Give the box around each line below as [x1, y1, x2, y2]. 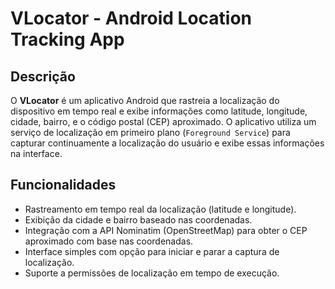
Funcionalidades [10, 177, 117, 194]
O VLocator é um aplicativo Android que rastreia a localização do [10, 95, 280, 106]
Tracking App [10, 28, 125, 51]
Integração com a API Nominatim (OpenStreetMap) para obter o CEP [24, 224, 308, 236]
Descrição [10, 68, 76, 85]
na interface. [10, 148, 63, 159]
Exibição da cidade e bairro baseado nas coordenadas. [24, 213, 253, 226]
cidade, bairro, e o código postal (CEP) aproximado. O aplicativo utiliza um [10, 116, 317, 127]
